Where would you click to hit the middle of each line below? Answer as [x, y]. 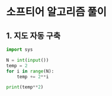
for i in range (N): [30, 71]
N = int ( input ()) [28, 60]
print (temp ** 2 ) [25, 87]
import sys [20, 49]
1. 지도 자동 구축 [33, 36]
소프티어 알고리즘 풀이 [56, 12]
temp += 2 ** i [33, 77]
